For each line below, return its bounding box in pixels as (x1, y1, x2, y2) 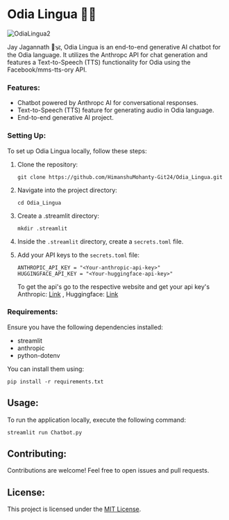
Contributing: (7, 448, 67, 460)
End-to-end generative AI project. (17, 113, 114, 122)
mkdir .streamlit (17, 225, 68, 232)
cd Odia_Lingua (17, 199, 62, 206)
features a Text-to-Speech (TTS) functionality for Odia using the (7, 58, 191, 66)
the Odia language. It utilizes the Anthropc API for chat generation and (7, 50, 208, 58)
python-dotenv (17, 351, 60, 359)
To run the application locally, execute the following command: (7, 416, 186, 424)
